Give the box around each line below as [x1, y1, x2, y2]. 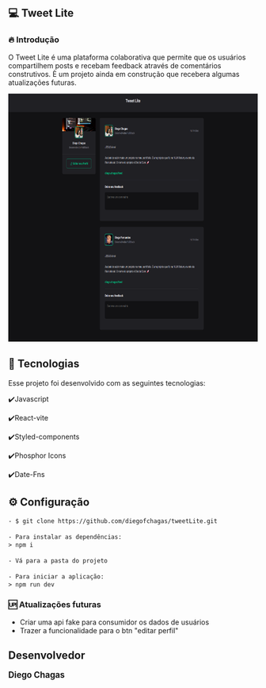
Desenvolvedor [8, 649, 85, 662]
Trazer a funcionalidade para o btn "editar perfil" [19, 625, 179, 635]
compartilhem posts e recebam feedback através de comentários [8, 60, 222, 70]
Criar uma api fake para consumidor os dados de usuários [19, 617, 210, 627]
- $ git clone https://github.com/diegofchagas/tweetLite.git [8, 517, 218, 525]
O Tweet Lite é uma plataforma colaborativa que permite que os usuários [8, 52, 246, 62]
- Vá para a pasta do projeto [8, 557, 108, 565]
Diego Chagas [8, 670, 65, 681]
